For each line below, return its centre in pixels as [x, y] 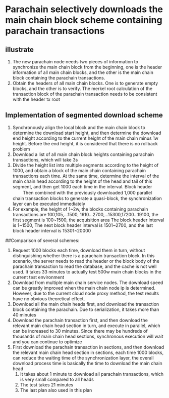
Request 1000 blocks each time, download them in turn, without [79, 250]
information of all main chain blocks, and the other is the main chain [83, 72]
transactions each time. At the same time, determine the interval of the [86, 176]
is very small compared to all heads [57, 379]
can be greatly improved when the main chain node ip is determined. [84, 288]
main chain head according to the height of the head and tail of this [82, 181]
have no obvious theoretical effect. [49, 298]
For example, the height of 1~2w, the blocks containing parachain [80, 209]
